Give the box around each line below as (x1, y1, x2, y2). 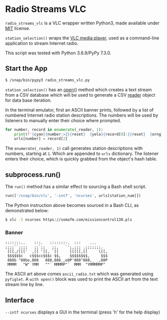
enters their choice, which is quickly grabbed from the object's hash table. (5, 156, 158, 162)
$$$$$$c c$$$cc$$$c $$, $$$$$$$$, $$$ (7, 253, 108, 259)
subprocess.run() (5, 170, 61, 179)
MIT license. (5, 25, 31, 31)
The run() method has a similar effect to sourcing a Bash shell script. (5, 183, 147, 190)
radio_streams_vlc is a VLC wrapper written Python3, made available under (5, 20, 160, 26)
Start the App (5, 64, 48, 73)
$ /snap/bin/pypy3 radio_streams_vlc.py (5, 77, 90, 83)
